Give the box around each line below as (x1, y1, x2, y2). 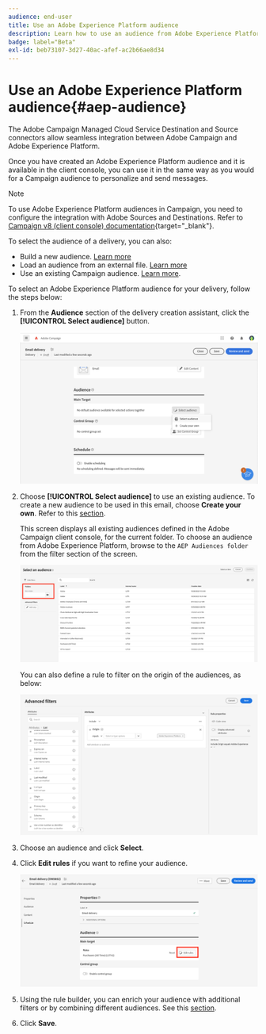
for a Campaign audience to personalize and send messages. (8, 174, 208, 183)
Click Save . (19, 1018, 58, 1028)
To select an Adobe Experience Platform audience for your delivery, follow (8, 284, 251, 293)
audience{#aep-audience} (8, 98, 188, 117)
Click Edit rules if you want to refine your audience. (19, 858, 188, 867)
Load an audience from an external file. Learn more (19, 260, 188, 270)
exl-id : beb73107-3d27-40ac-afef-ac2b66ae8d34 (8, 46, 165, 55)
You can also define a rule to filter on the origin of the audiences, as (19, 670, 241, 680)
